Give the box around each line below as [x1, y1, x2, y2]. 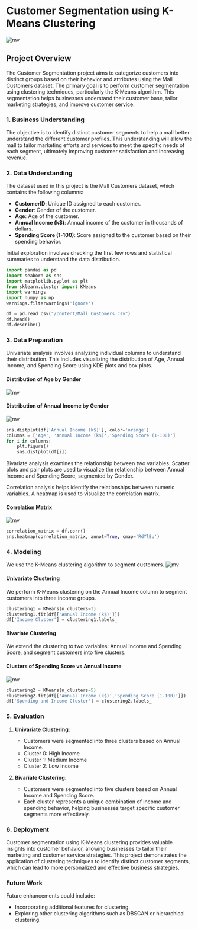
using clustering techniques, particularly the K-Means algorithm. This [6, 88, 174, 95]
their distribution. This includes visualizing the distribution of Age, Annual [6, 355, 184, 363]
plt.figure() [17, 443, 49, 450]
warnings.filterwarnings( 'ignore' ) [6, 300, 94, 306]
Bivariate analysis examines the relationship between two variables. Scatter [6, 460, 190, 467]
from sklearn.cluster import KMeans [6, 283, 96, 290]
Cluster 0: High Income [23, 749, 80, 757]
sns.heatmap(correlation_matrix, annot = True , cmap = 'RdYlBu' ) [6, 534, 160, 540]
